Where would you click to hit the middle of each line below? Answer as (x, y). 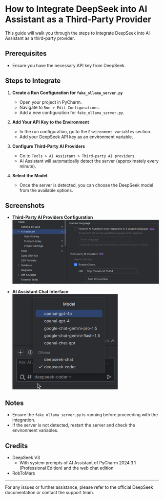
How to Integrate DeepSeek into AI (76, 9)
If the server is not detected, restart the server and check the (73, 425)
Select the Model (30, 175)
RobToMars (23, 473)
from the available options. (46, 190)
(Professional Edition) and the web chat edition (66, 468)
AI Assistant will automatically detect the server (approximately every (89, 161)
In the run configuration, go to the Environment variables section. (85, 131)
